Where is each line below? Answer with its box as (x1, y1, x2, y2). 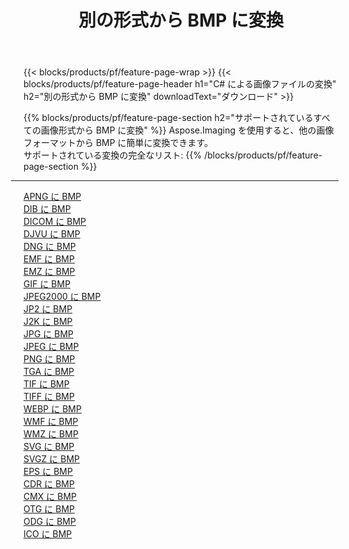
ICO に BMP (23, 528, 73, 540)
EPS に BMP (23, 466, 73, 478)
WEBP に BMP (23, 403, 82, 415)
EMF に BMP (23, 253, 75, 265)
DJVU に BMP (23, 228, 81, 240)
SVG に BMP (23, 441, 75, 453)
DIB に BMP (23, 203, 71, 215)
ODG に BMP (23, 516, 76, 528)
